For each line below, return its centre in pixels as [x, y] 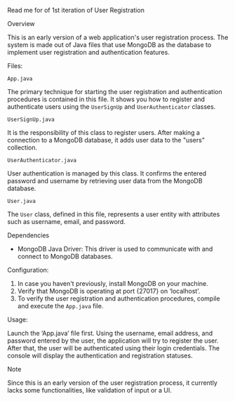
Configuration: [28, 270]
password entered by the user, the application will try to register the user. [113, 341]
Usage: [18, 320]
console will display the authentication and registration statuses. [100, 355]
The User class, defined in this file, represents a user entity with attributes [114, 214]
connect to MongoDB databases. [65, 256]
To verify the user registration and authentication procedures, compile [119, 298]
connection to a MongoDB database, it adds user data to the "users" [106, 140]
